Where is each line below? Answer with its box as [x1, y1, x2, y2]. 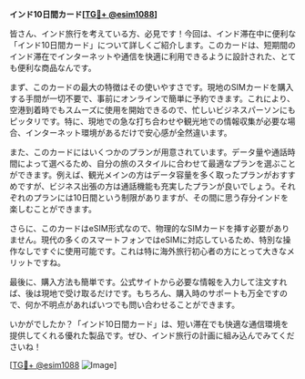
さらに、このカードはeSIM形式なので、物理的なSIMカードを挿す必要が [9, 223, 274, 233]
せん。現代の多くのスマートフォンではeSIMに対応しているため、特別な [16, 234, 284, 245]
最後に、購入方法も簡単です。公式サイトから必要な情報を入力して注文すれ [9, 277, 288, 287]
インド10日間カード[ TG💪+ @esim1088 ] [9, 9, 158, 19]
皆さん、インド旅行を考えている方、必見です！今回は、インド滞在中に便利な [9, 28, 297, 39]
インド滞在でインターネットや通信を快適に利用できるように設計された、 [9, 51, 280, 62]
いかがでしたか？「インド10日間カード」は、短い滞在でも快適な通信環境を [9, 319, 290, 329]
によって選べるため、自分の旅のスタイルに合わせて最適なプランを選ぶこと [16, 159, 296, 169]
